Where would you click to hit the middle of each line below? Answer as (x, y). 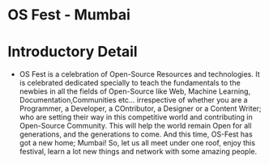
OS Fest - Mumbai (69, 15)
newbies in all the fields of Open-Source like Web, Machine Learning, (135, 91)
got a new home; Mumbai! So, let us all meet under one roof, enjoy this (137, 143)
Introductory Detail (73, 52)
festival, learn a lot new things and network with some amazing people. (138, 152)
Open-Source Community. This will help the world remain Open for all (135, 126)
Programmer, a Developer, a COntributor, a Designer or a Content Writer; (140, 109)
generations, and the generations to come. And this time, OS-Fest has (136, 134)
